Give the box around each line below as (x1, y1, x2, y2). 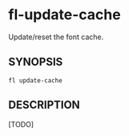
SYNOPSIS (8, 55, 63, 69)
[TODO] (8, 119, 34, 129)
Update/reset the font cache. (8, 32, 104, 42)
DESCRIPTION (8, 98, 80, 112)
